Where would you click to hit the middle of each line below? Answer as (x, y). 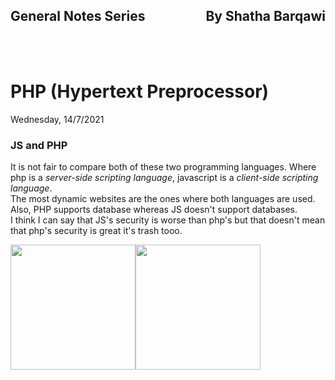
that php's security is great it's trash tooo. (96, 231)
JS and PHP (39, 145)
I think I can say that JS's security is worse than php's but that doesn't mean (168, 220)
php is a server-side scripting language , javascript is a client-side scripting (164, 178)
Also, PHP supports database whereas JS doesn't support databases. (154, 210)
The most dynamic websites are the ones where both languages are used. (163, 199)
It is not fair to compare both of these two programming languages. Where (163, 167)
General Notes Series (78, 16)
